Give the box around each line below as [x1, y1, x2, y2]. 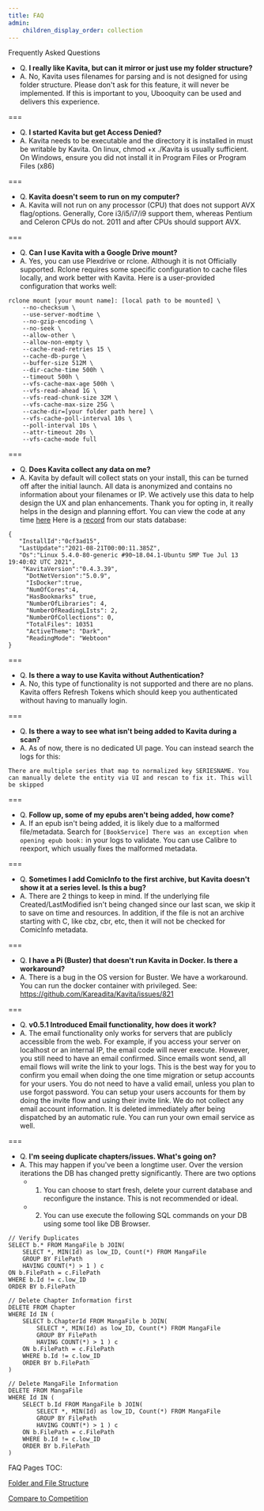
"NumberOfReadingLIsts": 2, [25, 607, 119, 615]
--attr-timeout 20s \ [22, 428, 93, 436]
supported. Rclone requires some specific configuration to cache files [19, 265, 247, 274]
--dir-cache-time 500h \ [22, 366, 104, 375]
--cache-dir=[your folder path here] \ [22, 408, 154, 416]
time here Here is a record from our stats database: [19, 516, 187, 525]
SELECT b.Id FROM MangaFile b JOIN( [22, 1401, 144, 1409]
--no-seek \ [22, 325, 62, 333]
